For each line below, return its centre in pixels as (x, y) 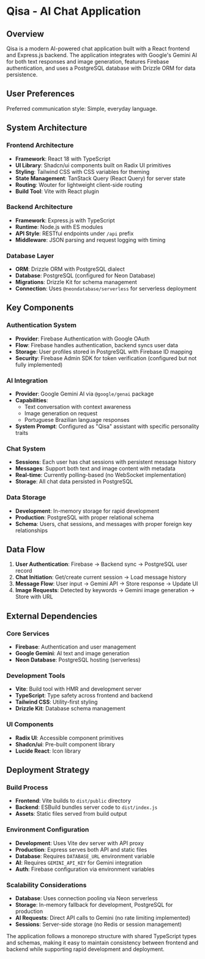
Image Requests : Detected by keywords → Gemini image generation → (105, 590)
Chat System (26, 449)
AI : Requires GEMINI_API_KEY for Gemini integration (79, 862)
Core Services (28, 633)
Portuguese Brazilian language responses (77, 420)
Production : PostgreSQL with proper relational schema (84, 517)
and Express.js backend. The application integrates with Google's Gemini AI (102, 55)
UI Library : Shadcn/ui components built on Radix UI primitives (93, 165)
